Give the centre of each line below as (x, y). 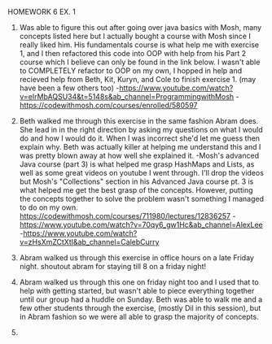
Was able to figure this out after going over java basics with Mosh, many (140, 27)
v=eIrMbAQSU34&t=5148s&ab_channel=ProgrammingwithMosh (127, 96)
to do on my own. (48, 207)
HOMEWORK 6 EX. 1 (42, 12)
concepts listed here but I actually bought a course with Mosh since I (135, 36)
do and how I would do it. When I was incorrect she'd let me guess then (140, 138)
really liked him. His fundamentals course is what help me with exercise (139, 45)
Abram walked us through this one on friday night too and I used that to (139, 282)
